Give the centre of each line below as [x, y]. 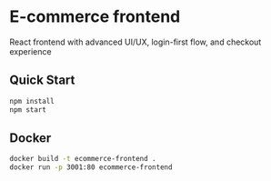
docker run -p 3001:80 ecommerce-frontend [91, 167]
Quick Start [42, 80]
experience [30, 51]
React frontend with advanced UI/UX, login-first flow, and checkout [135, 42]
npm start [28, 110]
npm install [32, 101]
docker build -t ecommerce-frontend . [83, 159]
